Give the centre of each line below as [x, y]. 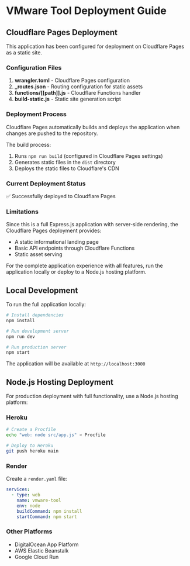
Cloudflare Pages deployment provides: [54, 231]
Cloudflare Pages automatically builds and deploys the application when [93, 127]
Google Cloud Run [37, 557]
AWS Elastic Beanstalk [42, 550]
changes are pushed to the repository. [52, 133]
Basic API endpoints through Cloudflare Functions [75, 248]
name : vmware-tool [39, 500]
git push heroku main [32, 451]
